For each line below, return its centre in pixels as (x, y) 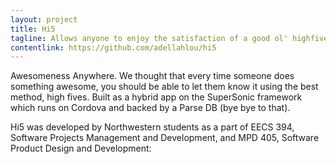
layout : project (44, 19)
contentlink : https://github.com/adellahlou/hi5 (113, 47)
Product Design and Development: (81, 148)
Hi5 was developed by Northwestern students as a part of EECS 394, (152, 127)
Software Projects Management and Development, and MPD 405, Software (165, 138)
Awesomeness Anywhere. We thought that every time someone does (152, 76)
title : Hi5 (33, 29)
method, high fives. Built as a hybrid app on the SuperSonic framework (156, 97)
